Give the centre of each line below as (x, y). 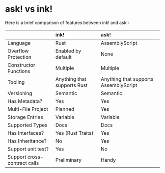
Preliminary (69, 160)
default (64, 57)
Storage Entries (25, 117)
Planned (65, 109)
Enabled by (68, 51)
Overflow (18, 51)
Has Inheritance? (27, 141)
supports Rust (71, 85)
